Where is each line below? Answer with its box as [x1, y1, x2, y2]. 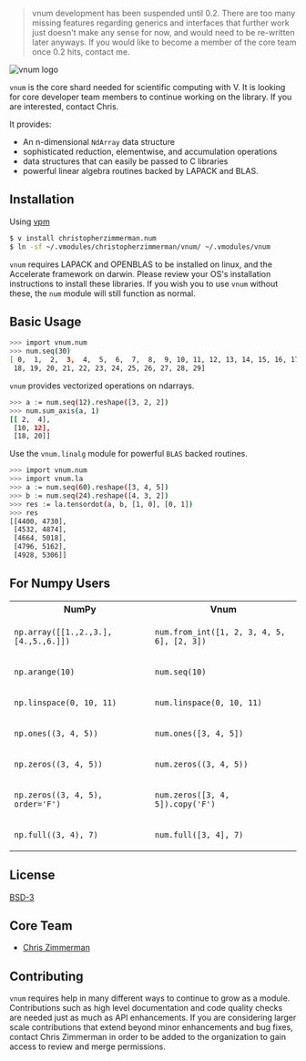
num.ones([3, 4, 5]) [154, 728, 244, 738]
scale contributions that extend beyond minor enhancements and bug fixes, [9, 1022, 293, 1033]
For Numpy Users [9, 576, 111, 592]
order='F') [14, 798, 61, 809]
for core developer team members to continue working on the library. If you [9, 91, 292, 102]
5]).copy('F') [154, 798, 216, 809]
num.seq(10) [154, 666, 207, 677]
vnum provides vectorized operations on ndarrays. [9, 380, 195, 391]
